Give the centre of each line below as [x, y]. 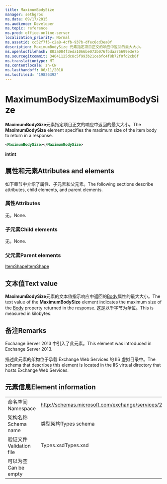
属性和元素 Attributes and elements [60, 171]
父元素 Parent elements [33, 255]
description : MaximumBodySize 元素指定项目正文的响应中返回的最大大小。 [75, 47]
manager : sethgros [24, 14]
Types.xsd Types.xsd [65, 445]
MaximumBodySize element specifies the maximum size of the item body [81, 130]
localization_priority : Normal [38, 38]
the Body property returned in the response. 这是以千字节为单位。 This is [80, 308]
